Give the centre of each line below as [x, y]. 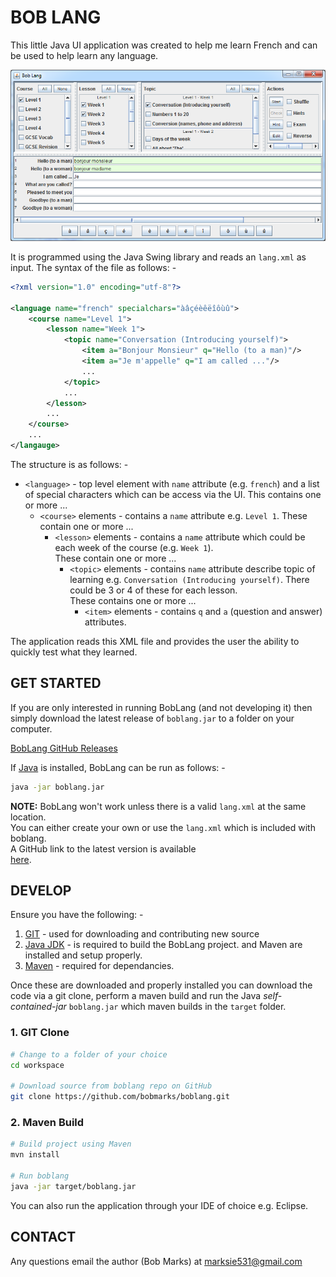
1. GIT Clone [40, 1033]
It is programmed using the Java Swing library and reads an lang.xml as [158, 257]
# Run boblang [40, 1176]
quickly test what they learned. [74, 652]
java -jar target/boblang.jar [73, 1186]
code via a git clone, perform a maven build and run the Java [136, 996]
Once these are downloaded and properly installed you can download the [161, 985]
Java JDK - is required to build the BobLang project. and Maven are [163, 945]
